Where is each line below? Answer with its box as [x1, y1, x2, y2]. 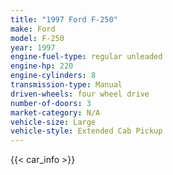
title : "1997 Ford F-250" [10, 14, 118, 25]
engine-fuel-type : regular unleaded [10, 52, 163, 62]
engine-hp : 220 [10, 61, 74, 71]
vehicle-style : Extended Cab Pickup [10, 126, 163, 136]
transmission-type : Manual [10, 80, 123, 90]
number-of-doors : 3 [10, 98, 92, 108]
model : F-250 [10, 33, 65, 43]
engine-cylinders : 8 [10, 71, 97, 81]
